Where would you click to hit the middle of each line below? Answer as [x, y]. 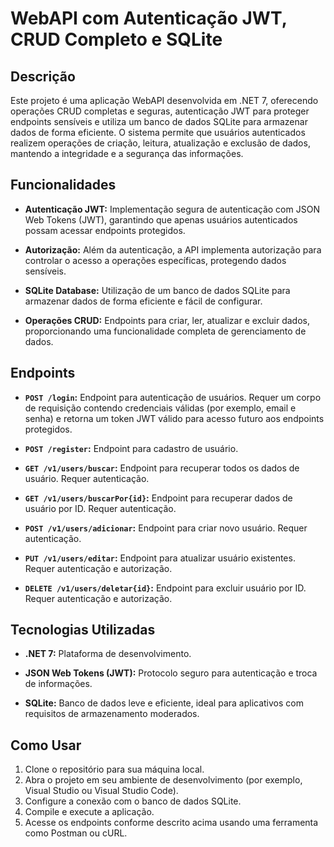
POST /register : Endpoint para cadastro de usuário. [131, 448]
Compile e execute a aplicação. [89, 812]
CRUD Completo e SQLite [116, 39]
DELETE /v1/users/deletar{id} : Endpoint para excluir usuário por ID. [165, 588]
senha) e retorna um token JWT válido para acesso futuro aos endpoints [174, 418]
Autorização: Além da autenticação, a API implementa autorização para [173, 249]
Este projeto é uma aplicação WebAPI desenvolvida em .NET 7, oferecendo [164, 100]
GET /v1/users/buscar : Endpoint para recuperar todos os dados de [162, 468]
